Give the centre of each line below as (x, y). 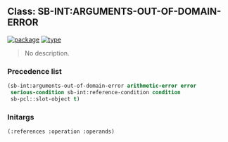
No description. (47, 53)
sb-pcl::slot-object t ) (45, 99)
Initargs (21, 117)
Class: (21, 12)
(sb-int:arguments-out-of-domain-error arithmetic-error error (102, 86)
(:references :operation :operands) (61, 132)
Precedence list (34, 71)
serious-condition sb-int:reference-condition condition (95, 92)
